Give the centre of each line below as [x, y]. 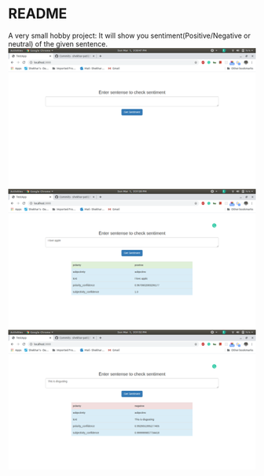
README [38, 14]
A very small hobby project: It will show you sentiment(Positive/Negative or [130, 35]
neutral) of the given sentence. [58, 43]
